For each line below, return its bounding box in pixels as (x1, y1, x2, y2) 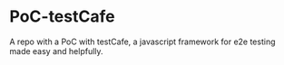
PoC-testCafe (9, 6, 115, 27)
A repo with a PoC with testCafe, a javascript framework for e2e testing (9, 36, 276, 47)
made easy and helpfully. (9, 45, 103, 56)
